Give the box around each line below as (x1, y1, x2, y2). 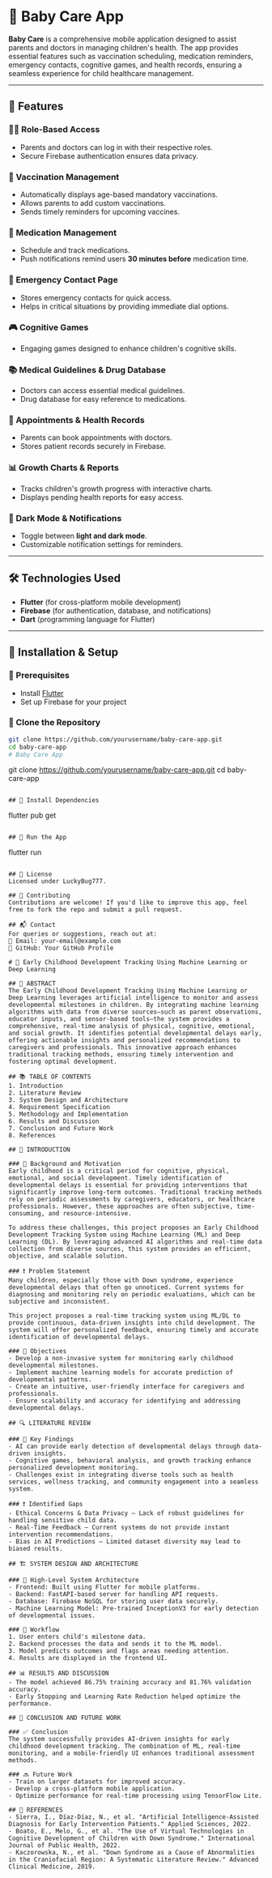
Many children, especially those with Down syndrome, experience (8, 1276, 233, 1285)
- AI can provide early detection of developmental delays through (8, 1442, 241, 1451)
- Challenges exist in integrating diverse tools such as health (8, 1470, 233, 1479)
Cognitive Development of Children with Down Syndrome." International (8, 1834, 255, 1842)
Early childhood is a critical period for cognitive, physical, (8, 1167, 230, 1176)
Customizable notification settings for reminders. (19, 540, 184, 549)
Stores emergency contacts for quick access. (19, 292, 172, 302)
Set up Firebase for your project (19, 697, 127, 706)
